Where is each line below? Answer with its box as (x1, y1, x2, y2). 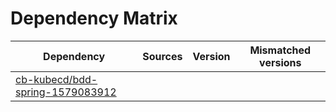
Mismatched (249, 43, 312, 57)
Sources (142, 49, 183, 63)
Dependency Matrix (10, 7, 178, 30)
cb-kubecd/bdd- (15, 72, 98, 86)
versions (259, 55, 302, 69)
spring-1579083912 (15, 85, 117, 99)
